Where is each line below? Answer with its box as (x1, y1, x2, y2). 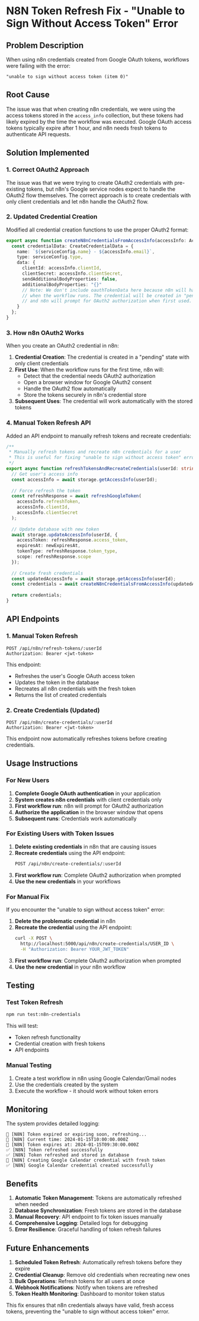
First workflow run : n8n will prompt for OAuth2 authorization (14, 802, 164, 809)
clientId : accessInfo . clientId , (21, 265, 102, 271)
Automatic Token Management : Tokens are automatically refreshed (14, 1194, 182, 1201)
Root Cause (6, 90, 50, 100)
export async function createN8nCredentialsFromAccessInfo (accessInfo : (6, 237, 187, 243)
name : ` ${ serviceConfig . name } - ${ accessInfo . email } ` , (17, 249, 155, 255)
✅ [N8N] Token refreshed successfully (6, 1147, 103, 1153)
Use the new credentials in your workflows (14, 878, 121, 885)
